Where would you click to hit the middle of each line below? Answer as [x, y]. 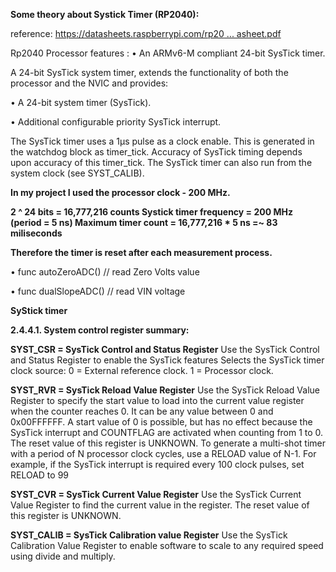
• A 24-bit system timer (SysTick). [81, 102]
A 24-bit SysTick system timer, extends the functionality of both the [149, 72]
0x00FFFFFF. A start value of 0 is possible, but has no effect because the [161, 422]
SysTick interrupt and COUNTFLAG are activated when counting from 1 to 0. [167, 432]
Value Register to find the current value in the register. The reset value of [160, 505]
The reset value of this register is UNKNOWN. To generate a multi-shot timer [168, 443]
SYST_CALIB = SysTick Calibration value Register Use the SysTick [149, 535]
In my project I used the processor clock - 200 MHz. [120, 192]
